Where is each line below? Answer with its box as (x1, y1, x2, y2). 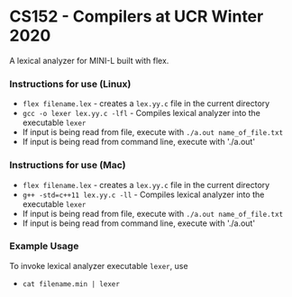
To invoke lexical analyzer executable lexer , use (9, 260, 188, 271)
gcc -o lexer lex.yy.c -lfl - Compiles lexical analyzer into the (22, 108, 261, 119)
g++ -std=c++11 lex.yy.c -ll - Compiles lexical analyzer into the (22, 189, 265, 200)
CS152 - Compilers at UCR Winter (9, 6, 264, 27)
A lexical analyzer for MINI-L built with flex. (9, 55, 169, 66)
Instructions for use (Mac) (9, 159, 126, 172)
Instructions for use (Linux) (9, 77, 132, 90)
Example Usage (9, 240, 79, 253)
